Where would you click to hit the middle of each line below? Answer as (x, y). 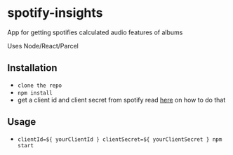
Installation (32, 68)
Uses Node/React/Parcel (43, 46)
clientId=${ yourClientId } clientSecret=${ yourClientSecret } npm (120, 139)
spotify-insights (55, 13)
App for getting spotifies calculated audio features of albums (95, 32)
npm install (35, 93)
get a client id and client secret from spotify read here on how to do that (121, 100)
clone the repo (40, 86)
